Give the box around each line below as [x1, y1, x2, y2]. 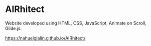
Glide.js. [5, 25, 22, 31]
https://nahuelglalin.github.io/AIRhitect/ [5, 35, 86, 41]
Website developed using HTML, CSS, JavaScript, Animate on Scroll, [5, 20, 147, 26]
